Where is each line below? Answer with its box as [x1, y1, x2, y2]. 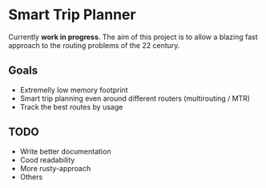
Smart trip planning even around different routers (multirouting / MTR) [19, 94, 251, 103]
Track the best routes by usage [19, 102, 123, 111]
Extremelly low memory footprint [19, 85, 128, 94]
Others [19, 172, 43, 182]
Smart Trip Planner [8, 6, 136, 24]
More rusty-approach [19, 163, 91, 173]
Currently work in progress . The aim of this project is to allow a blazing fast [8, 32, 258, 42]
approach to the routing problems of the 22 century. [8, 40, 180, 50]
